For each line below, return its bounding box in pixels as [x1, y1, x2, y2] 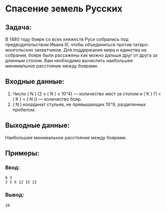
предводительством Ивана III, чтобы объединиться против [5, 42, 132, 48]
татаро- [132, 42, 149, 48]
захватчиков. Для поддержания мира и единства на [34, 47, 146, 53]
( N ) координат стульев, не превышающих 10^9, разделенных [12, 101, 146, 107]
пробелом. [12, 106, 36, 113]
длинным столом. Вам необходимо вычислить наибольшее [5, 58, 133, 63]
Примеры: [5, 149, 40, 158]
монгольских [5, 47, 34, 53]
